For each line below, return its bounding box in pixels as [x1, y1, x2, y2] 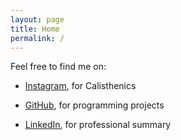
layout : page [10, 14, 65, 25]
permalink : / [10, 33, 65, 43]
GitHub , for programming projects [24, 99, 165, 111]
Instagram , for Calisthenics [24, 80, 137, 92]
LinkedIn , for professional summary [24, 119, 172, 131]
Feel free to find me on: [10, 61, 107, 73]
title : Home [10, 24, 60, 34]
